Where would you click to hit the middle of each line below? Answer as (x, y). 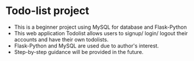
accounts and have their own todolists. (61, 39)
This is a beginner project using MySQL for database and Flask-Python (100, 27)
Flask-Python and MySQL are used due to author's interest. (86, 46)
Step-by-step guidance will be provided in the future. (79, 52)
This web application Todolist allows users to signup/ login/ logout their (101, 33)
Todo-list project (47, 11)
